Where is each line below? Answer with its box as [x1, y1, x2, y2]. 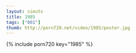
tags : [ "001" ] [6, 19, 41, 25]
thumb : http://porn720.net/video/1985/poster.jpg [6, 24, 131, 31]
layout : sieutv [6, 8, 44, 15]
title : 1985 [6, 14, 35, 20]
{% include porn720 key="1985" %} [6, 41, 93, 48]
